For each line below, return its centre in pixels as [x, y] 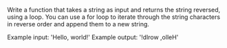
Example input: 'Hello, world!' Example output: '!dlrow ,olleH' [93, 37]
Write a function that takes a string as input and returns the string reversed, [114, 10]
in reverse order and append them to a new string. [78, 24]
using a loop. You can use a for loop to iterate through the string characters [114, 17]
